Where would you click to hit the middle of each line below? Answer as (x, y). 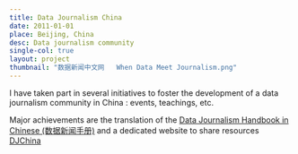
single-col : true (42, 51)
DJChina (26, 141)
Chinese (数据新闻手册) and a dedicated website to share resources (134, 130)
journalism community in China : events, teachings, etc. (111, 102)
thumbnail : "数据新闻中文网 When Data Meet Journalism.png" (123, 68)
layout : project (39, 59)
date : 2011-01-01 (42, 26)
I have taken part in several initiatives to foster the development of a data (144, 93)
